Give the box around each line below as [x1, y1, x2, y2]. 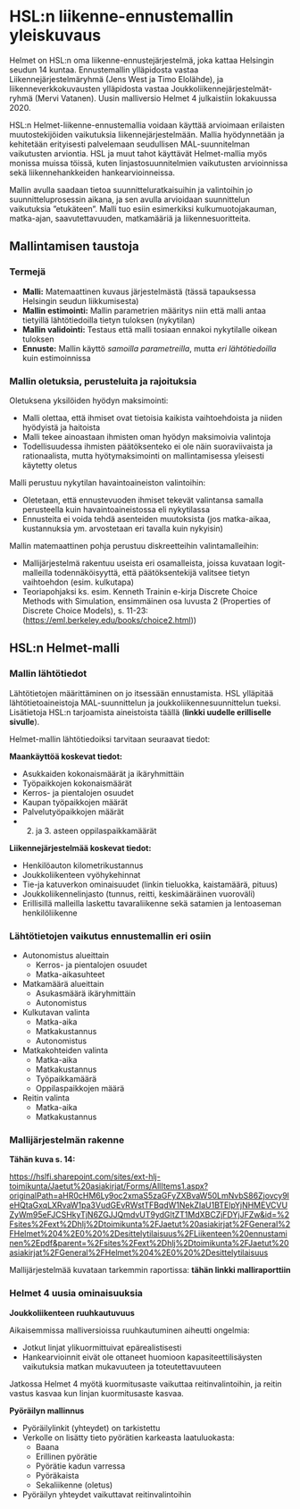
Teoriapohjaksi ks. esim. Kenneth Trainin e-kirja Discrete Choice [21, 586, 258, 596]
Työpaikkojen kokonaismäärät [21, 778, 132, 788]
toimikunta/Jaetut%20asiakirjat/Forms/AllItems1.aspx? [9, 1181, 208, 1192]
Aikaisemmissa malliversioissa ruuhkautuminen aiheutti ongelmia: [9, 1325, 250, 1336]
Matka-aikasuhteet [35, 968, 105, 980]
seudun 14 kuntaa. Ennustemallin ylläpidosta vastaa [9, 64, 199, 75]
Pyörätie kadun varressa [35, 1460, 126, 1471]
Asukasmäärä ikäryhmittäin [35, 988, 136, 999]
